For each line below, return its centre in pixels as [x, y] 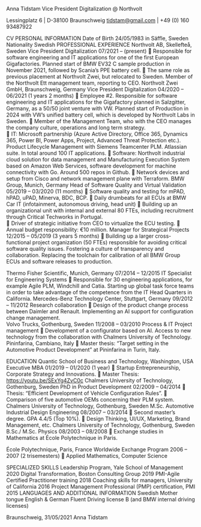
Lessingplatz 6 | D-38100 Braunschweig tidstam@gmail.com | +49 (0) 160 [98, 20]
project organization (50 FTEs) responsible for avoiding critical [109, 242]
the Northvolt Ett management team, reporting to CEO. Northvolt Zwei [92, 83]
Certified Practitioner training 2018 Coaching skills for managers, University [100, 480]
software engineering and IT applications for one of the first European [92, 57]
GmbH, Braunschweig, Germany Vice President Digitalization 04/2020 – [95, 89]
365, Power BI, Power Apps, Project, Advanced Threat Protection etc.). [94, 140]
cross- [163, 236]
